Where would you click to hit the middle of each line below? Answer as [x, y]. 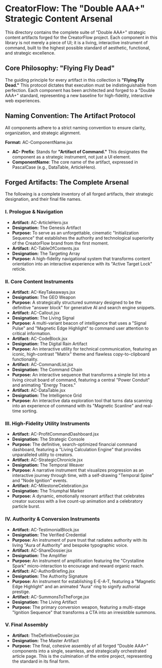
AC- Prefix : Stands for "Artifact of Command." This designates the [80, 152]
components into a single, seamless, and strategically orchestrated [79, 651]
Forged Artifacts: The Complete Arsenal [67, 182]
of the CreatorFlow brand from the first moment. [61, 243]
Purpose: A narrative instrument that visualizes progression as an [78, 470]
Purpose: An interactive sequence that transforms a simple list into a [81, 374]
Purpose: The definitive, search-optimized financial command [74, 444]
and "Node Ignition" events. [40, 481]
